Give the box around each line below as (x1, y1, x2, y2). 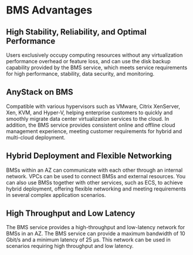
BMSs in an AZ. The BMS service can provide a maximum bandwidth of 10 (6, 230, 186, 237)
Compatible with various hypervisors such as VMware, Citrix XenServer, (6, 103, 181, 110)
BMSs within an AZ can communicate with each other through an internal (6, 166, 183, 174)
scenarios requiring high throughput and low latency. (6, 243, 134, 250)
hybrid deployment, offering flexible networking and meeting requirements (6, 185, 187, 192)
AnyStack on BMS (6, 87, 73, 97)
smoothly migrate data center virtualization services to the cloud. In (6, 115, 170, 122)
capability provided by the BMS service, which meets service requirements (6, 64, 188, 71)
